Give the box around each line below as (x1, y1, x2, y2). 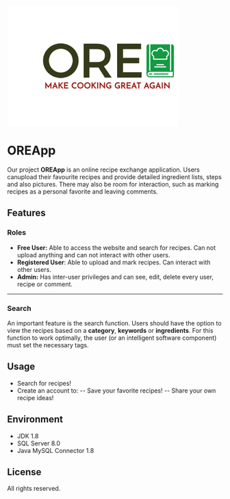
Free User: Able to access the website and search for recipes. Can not (16, 243, 216, 252)
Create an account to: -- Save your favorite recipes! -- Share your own (16, 386, 216, 395)
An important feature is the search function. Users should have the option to (7, 318, 222, 327)
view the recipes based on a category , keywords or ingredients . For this (7, 326, 214, 334)
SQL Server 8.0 (16, 439, 60, 448)
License (7, 466, 42, 478)
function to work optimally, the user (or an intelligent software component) (7, 334, 217, 342)
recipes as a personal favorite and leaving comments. (7, 187, 159, 196)
